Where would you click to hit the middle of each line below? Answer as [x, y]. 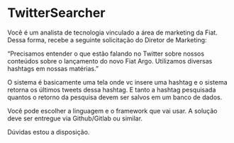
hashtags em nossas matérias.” [53, 68]
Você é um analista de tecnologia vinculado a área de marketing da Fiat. [112, 32]
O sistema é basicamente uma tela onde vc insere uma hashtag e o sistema [118, 82]
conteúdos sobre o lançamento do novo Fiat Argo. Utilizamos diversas [110, 61]
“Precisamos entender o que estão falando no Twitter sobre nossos [106, 54]
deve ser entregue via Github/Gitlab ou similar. [75, 118]
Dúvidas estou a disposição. [49, 132]
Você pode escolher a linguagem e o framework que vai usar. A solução [112, 111]
